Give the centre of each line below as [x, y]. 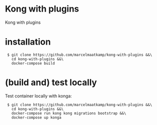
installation [28, 42]
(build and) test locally [51, 83]
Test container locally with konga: [38, 96]
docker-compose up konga [36, 117]
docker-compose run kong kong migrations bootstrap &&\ [69, 113]
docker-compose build [33, 63]
